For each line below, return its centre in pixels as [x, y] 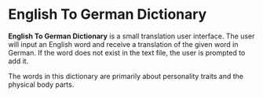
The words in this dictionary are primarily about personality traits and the [126, 76]
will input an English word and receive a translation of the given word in [123, 44]
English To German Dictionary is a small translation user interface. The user [131, 36]
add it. [18, 61]
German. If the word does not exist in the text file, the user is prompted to [127, 52]
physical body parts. [41, 84]
